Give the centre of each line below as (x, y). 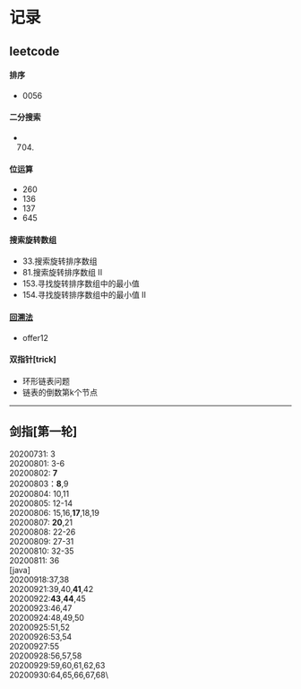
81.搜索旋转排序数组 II (62, 273)
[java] (20, 570)
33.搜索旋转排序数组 (60, 261)
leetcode (34, 51)
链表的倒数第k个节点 (60, 392)
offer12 (35, 337)
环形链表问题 (46, 380)
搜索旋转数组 (33, 240)
